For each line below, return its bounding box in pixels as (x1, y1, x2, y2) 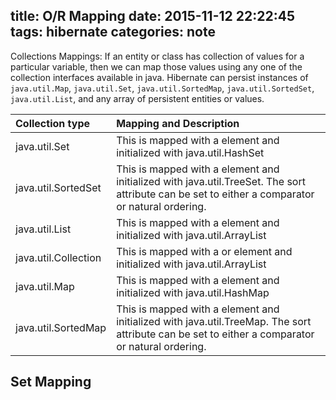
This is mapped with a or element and (116, 244, 293, 258)
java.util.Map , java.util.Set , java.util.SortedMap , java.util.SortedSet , (10, 82, 315, 94)
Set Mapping (10, 374, 92, 391)
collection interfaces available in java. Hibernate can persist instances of (10, 71, 309, 83)
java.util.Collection (15, 250, 102, 264)
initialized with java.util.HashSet (116, 145, 265, 159)
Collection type (15, 116, 90, 130)
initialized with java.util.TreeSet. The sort (116, 174, 306, 188)
